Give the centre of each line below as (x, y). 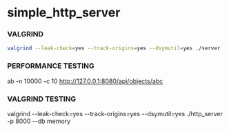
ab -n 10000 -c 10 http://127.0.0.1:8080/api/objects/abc (85, 81)
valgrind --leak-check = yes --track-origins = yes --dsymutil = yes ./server (114, 48)
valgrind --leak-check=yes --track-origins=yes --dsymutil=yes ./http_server (115, 113)
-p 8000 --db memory (39, 121)
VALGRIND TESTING (42, 99)
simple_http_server (64, 13)
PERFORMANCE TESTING (51, 66)
